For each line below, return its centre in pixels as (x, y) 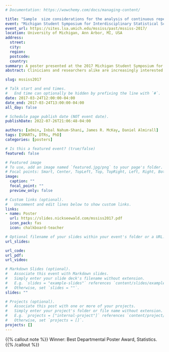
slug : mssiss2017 (23, 80)
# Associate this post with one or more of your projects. (71, 306)
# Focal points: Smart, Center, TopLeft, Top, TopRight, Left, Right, (81, 172)
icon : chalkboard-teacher (37, 228)
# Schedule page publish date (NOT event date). (57, 116)
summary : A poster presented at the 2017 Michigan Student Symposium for (84, 66)
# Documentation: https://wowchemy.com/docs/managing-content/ (73, 10)
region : (18, 52)
